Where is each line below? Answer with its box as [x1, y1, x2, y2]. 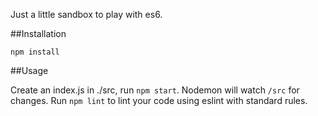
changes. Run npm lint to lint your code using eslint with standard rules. [10, 95, 308, 106]
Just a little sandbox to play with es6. [10, 9, 163, 20]
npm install [10, 47, 60, 57]
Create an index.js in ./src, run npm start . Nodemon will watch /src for [10, 84, 300, 96]
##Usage [10, 65, 49, 76]
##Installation [10, 28, 67, 39]
